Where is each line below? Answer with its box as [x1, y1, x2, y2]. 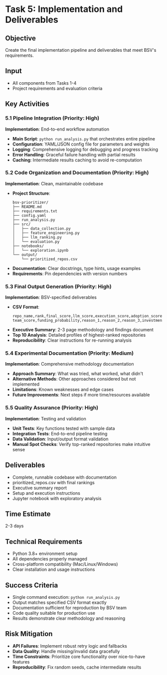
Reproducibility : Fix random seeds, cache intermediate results [12, 664, 142, 670]
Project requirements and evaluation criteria [12, 85, 103, 91]
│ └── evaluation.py [12, 239, 60, 244]
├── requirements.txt [12, 208, 57, 214]
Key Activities [5, 100, 49, 108]
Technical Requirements [5, 537, 83, 546]
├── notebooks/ [12, 243, 44, 249]
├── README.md [12, 204, 42, 209]
